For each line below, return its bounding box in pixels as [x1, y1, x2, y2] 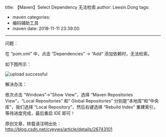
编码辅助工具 [12, 20, 39, 26]
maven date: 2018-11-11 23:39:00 [12, 26, 80, 31]
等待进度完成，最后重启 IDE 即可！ [5, 110, 76, 116]
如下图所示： [5, 61, 31, 67]
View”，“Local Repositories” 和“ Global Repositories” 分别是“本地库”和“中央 [5, 98, 159, 103]
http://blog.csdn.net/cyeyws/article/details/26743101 [5, 126, 113, 132]
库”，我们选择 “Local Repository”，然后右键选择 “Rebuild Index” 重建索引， [5, 104, 158, 110]
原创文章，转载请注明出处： [5, 121, 62, 127]
